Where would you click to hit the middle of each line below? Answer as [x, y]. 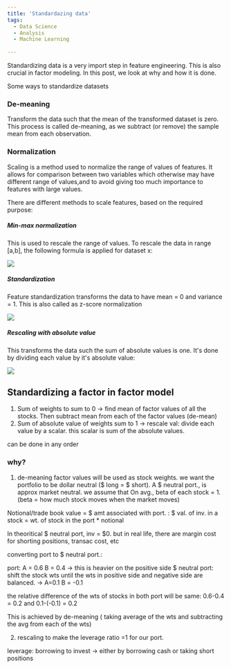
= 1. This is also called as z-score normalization [75, 304]
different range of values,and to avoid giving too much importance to [105, 181]
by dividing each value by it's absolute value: [71, 358]
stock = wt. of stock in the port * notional [66, 520]
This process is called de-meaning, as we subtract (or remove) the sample [113, 127]
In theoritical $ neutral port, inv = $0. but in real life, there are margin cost [112, 533]
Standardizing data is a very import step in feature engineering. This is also [114, 65]
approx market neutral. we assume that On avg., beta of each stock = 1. [119, 492]
